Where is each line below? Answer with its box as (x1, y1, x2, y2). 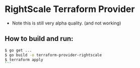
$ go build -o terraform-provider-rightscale (5, 52, 102, 57)
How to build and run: (5, 34, 74, 43)
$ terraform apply (5, 57, 43, 62)
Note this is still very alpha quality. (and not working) (12, 20, 121, 26)
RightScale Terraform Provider (5, 3, 135, 15)
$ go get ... (5, 47, 32, 53)
